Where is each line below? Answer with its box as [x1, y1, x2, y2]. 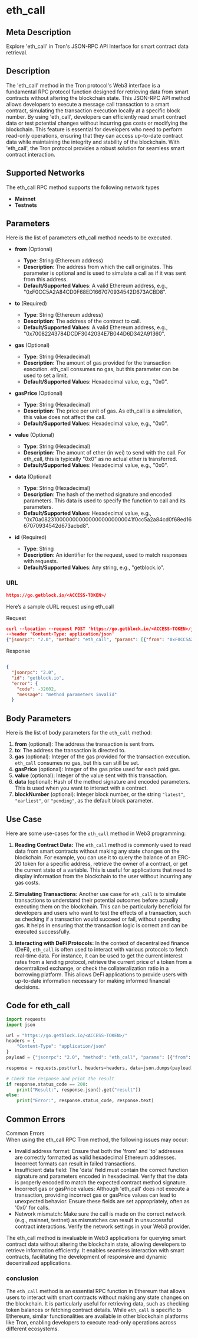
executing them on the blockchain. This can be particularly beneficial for [14, 902, 191, 910]
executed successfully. [14, 928, 71, 935]
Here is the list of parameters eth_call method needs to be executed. [6, 234, 172, 241]
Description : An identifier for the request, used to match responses [23, 551, 187, 558]
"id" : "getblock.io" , [11, 675, 65, 681]
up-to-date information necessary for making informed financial [14, 977, 170, 984]
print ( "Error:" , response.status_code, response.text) [16, 1097, 154, 1104]
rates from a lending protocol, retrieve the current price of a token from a [14, 958, 192, 965]
